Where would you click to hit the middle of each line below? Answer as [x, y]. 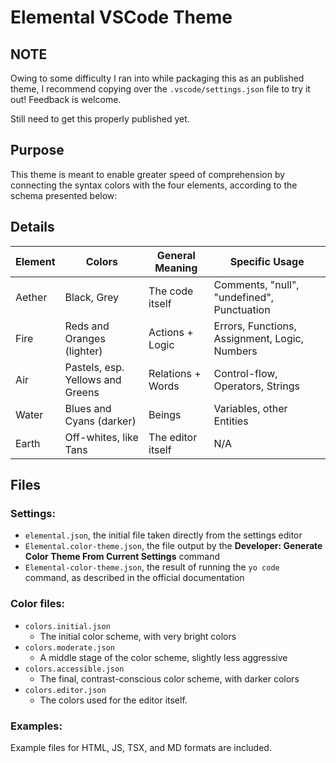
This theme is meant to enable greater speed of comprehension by [148, 174]
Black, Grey [92, 297]
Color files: [38, 604]
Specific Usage [267, 261]
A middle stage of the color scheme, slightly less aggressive [163, 657]
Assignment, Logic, [259, 338]
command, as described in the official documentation [134, 578]
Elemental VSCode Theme [121, 17]
